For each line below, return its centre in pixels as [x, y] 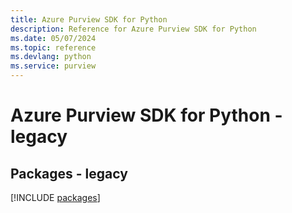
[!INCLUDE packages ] [55, 197]
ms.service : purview [53, 66]
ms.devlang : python [51, 57]
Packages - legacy [69, 173]
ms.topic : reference [53, 47]
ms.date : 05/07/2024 [53, 38]
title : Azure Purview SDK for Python [89, 19]
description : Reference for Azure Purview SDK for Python [133, 29]
